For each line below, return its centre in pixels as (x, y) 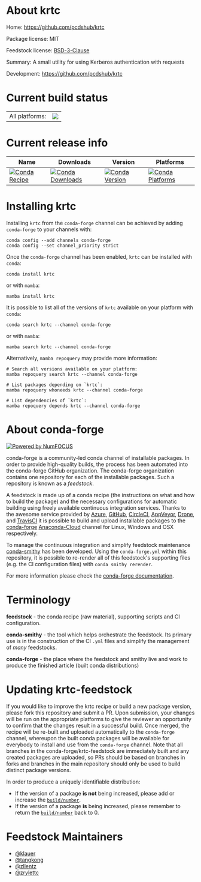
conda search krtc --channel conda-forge (59, 325)
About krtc (33, 11)
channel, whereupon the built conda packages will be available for (88, 738)
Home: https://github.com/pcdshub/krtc (55, 27)
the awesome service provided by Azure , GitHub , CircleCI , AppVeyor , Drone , (100, 514)
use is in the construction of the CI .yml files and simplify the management (98, 641)
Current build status (57, 98)
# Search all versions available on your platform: (72, 369)
